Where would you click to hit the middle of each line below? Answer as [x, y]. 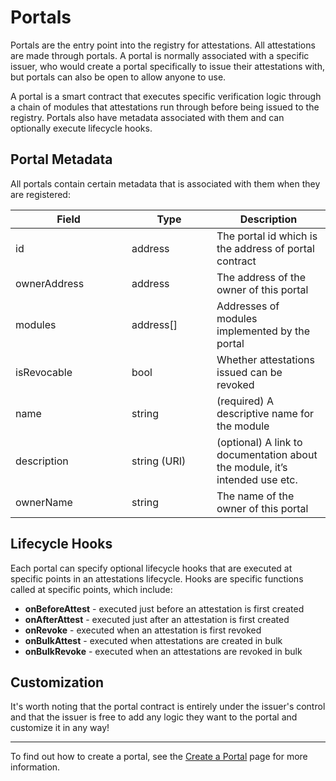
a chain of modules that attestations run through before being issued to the [165, 107]
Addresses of [248, 306]
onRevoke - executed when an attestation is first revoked [143, 630]
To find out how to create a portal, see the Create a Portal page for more [159, 757]
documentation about [267, 454]
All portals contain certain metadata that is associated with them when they [165, 183]
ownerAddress [50, 283]
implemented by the [263, 331]
